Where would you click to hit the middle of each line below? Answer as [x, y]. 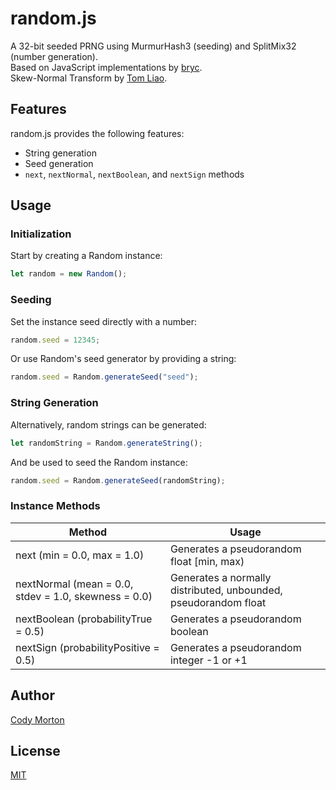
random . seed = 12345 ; [55, 340]
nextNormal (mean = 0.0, [74, 584]
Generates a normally [220, 577]
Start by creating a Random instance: [86, 256]
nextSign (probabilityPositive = [87, 647]
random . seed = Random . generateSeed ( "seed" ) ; [104, 377]
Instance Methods [55, 506]
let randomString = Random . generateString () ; [106, 443]
